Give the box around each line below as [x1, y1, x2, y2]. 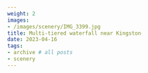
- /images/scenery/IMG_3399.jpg [7, 23, 101, 30]
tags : [7, 42, 23, 49]
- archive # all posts [7, 49, 73, 56]
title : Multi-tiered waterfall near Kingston [7, 29, 141, 37]
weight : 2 [7, 10, 36, 17]
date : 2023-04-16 [7, 36, 58, 43]
